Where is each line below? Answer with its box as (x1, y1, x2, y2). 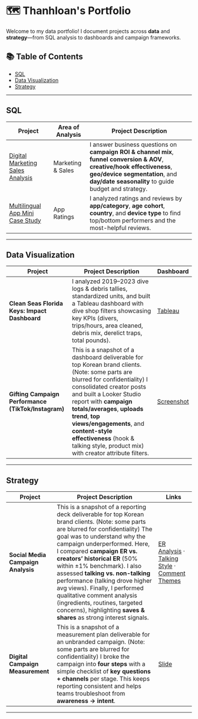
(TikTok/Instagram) (9, 405, 65, 413)
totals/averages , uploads (71, 405, 144, 413)
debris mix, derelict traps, (71, 329, 143, 337)
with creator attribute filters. (71, 449, 149, 457)
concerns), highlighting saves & (57, 606, 146, 615)
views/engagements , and (71, 419, 144, 428)
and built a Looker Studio (71, 390, 141, 398)
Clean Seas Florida (9, 300, 63, 308)
